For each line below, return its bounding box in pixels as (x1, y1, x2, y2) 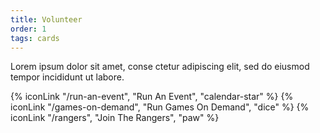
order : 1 (10, 24, 47, 34)
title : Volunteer (10, 14, 83, 25)
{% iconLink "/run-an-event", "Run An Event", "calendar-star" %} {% (10, 91, 294, 103)
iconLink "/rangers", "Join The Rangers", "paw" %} (10, 112, 220, 124)
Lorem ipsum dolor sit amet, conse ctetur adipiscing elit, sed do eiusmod (10, 61, 310, 73)
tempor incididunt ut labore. (10, 71, 125, 83)
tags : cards (10, 33, 60, 43)
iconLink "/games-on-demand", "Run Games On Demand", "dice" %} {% (10, 101, 310, 113)
